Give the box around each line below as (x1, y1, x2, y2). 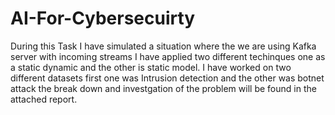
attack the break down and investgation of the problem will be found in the (10, 82, 317, 94)
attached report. (10, 93, 78, 105)
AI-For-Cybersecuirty (10, 7, 196, 30)
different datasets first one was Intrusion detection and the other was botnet (10, 72, 325, 84)
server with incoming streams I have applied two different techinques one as (10, 50, 326, 62)
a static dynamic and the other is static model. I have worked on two (10, 61, 292, 73)
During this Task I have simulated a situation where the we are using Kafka (10, 40, 317, 52)
